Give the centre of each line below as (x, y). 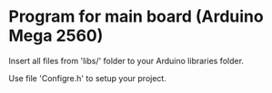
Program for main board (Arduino (136, 17)
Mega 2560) (56, 36)
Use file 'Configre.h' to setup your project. (88, 78)
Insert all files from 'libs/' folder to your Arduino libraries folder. (126, 60)
